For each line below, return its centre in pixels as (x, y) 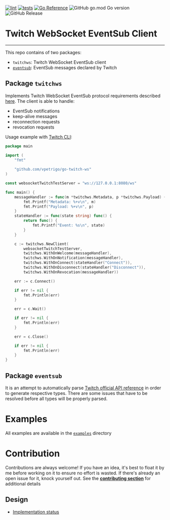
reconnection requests (36, 122)
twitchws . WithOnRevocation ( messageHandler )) (71, 272)
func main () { (20, 192)
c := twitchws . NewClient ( (42, 244)
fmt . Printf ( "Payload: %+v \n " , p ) (59, 207)
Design (17, 499)
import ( (14, 155)
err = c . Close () (32, 337)
